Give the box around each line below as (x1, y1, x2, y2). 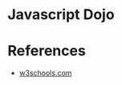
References (7, 42, 86, 60)
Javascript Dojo (7, 6, 115, 24)
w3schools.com (18, 68, 72, 78)
